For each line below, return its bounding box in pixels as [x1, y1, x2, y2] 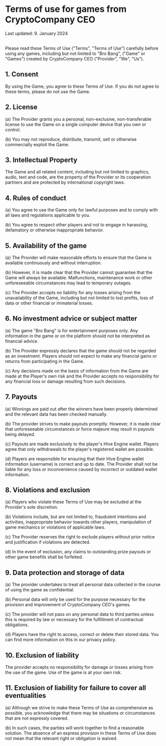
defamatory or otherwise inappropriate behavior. [5, 227, 104, 233]
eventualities [5, 692, 46, 700]
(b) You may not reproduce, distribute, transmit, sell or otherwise [5, 136, 137, 142]
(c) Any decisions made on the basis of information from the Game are [5, 368, 149, 373]
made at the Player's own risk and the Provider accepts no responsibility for [5, 373, 160, 379]
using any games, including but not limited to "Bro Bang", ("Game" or [5, 51, 146, 56]
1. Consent [5, 70, 39, 79]
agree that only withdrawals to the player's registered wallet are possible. [5, 446, 155, 452]
